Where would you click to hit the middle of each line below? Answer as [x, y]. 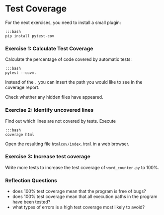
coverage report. [22, 87]
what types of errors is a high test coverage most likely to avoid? [79, 207]
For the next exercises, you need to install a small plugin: [63, 22]
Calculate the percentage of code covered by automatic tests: [69, 59]
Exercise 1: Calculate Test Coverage [49, 48]
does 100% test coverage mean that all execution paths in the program [85, 197]
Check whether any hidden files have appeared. [54, 97]
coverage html [20, 134]
